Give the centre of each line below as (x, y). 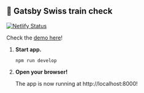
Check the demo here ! (35, 38)
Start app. (28, 49)
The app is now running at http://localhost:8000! (76, 83)
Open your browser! (41, 72)
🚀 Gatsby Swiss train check (59, 11)
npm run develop (36, 60)
